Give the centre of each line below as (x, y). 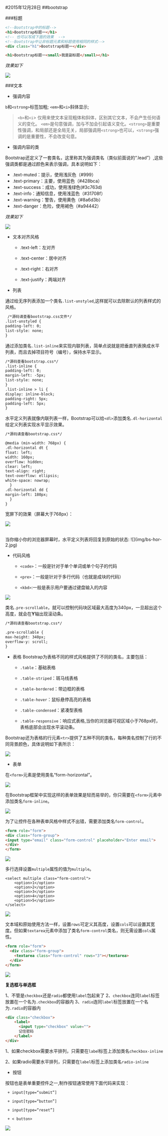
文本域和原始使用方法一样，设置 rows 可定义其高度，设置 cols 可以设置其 (78, 924)
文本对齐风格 (26, 237)
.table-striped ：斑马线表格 (49, 678)
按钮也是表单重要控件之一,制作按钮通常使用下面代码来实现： (67, 1083)
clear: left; (19, 467)
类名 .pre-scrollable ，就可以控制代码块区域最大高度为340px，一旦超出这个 (83, 608)
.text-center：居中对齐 (43, 258)
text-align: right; (26, 471)
